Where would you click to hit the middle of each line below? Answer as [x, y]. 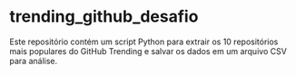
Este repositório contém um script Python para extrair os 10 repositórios [144, 42]
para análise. [33, 61]
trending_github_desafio [104, 17]
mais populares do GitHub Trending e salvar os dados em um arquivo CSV [148, 51]
